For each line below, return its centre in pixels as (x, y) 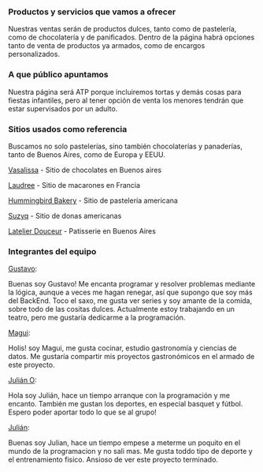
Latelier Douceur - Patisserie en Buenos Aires (82, 230)
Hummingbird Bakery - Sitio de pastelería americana (93, 200)
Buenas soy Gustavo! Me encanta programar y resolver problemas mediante (132, 284)
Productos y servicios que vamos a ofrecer (92, 12)
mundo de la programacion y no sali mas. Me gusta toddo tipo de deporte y (131, 451)
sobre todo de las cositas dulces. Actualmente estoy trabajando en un (121, 309)
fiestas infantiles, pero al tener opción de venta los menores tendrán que (126, 100)
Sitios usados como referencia (68, 129)
